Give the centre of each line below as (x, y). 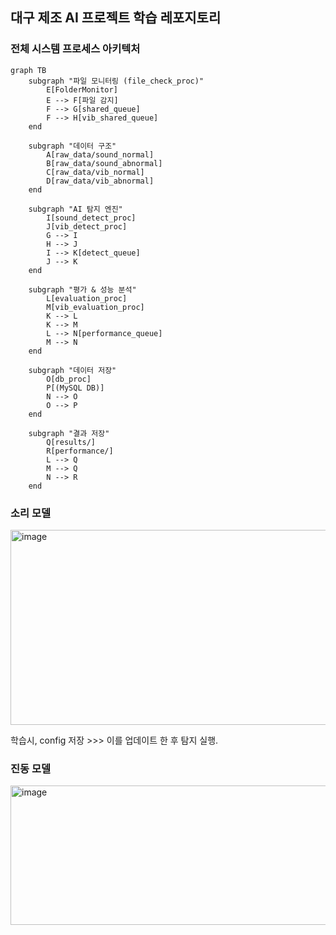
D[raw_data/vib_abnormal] (100, 181)
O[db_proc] (69, 379)
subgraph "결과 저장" (69, 433)
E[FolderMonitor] (82, 89)
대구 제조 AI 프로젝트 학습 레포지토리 (116, 18)
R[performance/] (80, 451)
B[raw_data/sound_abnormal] (104, 163)
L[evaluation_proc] (87, 298)
